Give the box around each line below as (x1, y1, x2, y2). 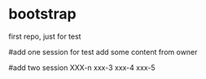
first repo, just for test (8, 31, 81, 41)
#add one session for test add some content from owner (8, 47, 198, 56)
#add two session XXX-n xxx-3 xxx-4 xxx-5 (8, 62, 156, 73)
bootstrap (8, 5, 77, 23)
